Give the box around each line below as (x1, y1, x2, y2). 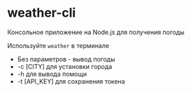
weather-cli (7, 5, 76, 21)
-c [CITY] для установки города (17, 62, 113, 70)
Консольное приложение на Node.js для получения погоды (7, 28, 185, 36)
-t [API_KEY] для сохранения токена (17, 77, 125, 85)
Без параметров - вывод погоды (17, 54, 115, 63)
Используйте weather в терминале (7, 41, 110, 49)
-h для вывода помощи (17, 70, 87, 78)
